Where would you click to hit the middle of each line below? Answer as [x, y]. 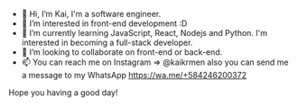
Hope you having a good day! [63, 93]
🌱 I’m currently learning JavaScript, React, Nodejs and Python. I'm [144, 33]
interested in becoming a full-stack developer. [107, 42]
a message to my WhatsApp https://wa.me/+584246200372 [134, 75]
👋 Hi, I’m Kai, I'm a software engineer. [91, 14]
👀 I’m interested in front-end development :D [104, 23]
